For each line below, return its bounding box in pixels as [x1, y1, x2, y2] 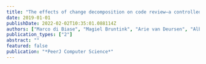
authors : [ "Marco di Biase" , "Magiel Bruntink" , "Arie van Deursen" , [6, 26, 188, 32]
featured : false [6, 43, 48, 49]
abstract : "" [6, 37, 40, 43]
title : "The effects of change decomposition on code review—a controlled [6, 9, 202, 15]
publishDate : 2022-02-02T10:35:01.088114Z [6, 20, 116, 26]
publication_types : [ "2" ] [6, 32, 72, 38]
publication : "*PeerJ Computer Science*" [6, 49, 114, 55]
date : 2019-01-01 [6, 15, 51, 21]
